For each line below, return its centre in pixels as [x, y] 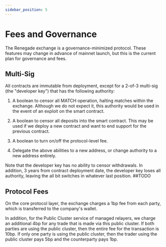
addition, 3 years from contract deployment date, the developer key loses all [83, 171]
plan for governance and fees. [36, 58]
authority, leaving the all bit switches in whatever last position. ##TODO [78, 176]
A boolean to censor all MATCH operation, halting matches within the [83, 101]
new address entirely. [34, 156]
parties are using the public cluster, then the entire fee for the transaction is [82, 229]
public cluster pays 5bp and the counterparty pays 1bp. [61, 239]
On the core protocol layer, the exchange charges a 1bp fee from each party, [83, 203]
